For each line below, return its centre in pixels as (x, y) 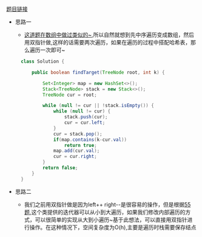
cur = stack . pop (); (78, 134)
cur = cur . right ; (75, 157)
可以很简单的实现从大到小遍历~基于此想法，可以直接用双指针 (111, 219)
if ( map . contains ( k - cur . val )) (90, 139)
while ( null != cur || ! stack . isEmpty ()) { (98, 106)
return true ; (80, 145)
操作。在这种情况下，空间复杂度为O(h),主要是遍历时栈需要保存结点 (113, 227)
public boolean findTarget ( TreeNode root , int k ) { (98, 72)
